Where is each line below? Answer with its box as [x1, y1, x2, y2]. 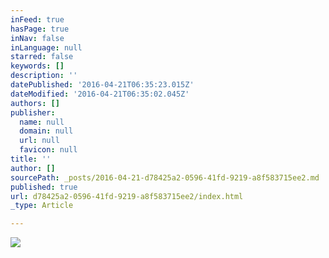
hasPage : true [10, 24, 70, 34]
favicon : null [19, 145, 78, 155]
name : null [19, 117, 65, 127]
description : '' [10, 71, 78, 81]
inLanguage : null [10, 42, 83, 53]
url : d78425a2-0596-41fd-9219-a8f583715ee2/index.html [10, 191, 244, 201]
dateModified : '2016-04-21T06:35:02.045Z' [10, 89, 190, 99]
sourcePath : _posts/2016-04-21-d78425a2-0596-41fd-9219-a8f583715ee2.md [10, 172, 320, 183]
